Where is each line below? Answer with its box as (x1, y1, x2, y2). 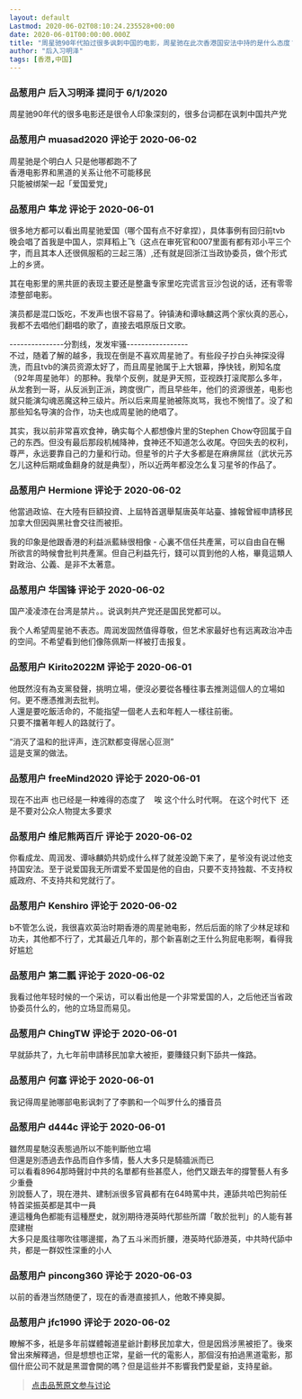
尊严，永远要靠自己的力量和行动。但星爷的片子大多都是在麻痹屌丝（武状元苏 (9, 448, 293, 459)
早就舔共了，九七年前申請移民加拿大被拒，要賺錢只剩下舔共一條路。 (9, 1049, 262, 1060)
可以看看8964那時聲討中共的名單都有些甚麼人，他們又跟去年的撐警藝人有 (9, 1166, 281, 1176)
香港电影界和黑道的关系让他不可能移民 (9, 167, 151, 177)
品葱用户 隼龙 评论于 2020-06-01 (9, 203, 155, 215)
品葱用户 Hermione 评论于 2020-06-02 (9, 484, 182, 496)
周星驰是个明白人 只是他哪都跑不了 (9, 155, 138, 167)
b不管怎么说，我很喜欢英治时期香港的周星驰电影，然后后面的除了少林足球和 (9, 922, 290, 932)
